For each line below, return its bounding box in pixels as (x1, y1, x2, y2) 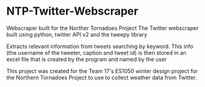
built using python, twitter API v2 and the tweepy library (6, 30, 147, 38)
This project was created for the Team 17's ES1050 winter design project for (6, 67, 198, 74)
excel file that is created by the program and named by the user (6, 55, 167, 63)
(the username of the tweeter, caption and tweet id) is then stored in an (6, 49, 187, 56)
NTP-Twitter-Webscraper (6, 4, 139, 18)
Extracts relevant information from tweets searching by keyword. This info (6, 43, 193, 50)
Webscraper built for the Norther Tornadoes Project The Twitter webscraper (6, 24, 199, 32)
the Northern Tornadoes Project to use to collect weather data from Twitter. (6, 74, 198, 81)
